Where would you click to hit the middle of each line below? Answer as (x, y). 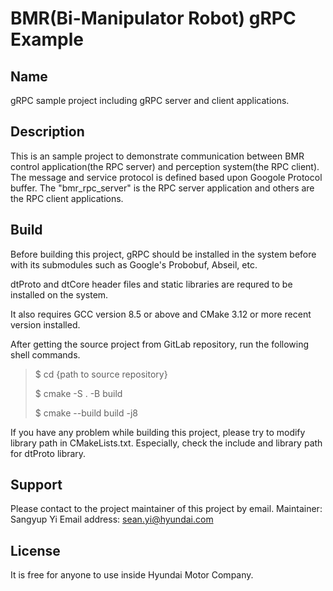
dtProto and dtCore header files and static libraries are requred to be (151, 284)
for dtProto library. (48, 453)
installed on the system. (59, 294)
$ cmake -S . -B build (78, 393)
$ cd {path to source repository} (101, 374)
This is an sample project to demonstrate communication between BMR (157, 156)
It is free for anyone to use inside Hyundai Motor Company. (132, 575)
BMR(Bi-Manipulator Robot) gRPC (153, 18)
